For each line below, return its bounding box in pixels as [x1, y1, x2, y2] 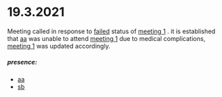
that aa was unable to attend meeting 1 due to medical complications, [7, 34, 206, 42]
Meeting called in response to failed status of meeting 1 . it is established [7, 27, 216, 35]
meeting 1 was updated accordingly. [7, 42, 111, 50]
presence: [7, 58, 38, 66]
